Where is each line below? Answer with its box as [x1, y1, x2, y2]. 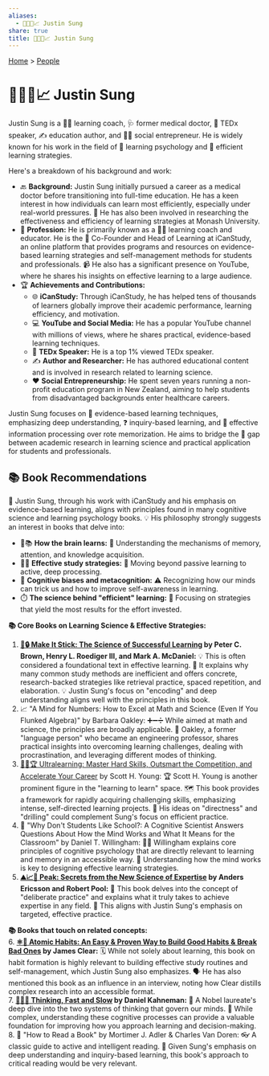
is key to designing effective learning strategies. [19, 863, 179, 873]
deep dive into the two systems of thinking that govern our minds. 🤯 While [8, 1004, 253, 1013]
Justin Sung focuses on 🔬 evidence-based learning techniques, [8, 409, 218, 419]
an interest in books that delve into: [8, 522, 125, 531]
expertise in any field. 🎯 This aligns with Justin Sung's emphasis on [19, 901, 243, 910]
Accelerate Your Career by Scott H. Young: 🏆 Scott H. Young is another [19, 771, 259, 780]
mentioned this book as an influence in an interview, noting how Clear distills [8, 978, 262, 988]
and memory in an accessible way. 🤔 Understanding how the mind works [19, 855, 262, 864]
